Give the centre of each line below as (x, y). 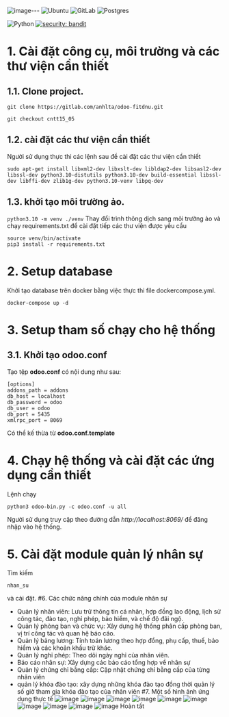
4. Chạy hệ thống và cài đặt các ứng (111, 461)
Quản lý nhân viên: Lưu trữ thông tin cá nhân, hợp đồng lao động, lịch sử (119, 612)
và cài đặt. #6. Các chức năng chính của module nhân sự (87, 599)
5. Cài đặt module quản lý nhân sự (105, 554)
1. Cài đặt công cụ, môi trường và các (113, 52)
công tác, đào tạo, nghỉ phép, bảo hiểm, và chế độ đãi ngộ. (100, 619)
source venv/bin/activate (44, 238)
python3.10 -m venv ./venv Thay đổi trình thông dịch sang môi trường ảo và (114, 218)
